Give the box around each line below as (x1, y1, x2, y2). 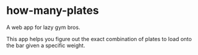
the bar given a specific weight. (6, 42, 85, 49)
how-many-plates (6, 4, 99, 18)
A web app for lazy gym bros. (6, 24, 80, 31)
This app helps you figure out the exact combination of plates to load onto (6, 35, 192, 42)
